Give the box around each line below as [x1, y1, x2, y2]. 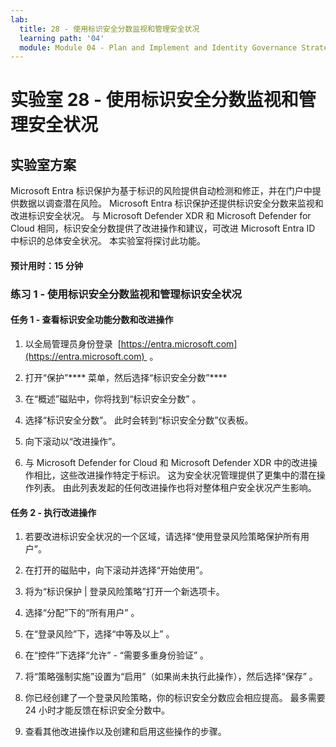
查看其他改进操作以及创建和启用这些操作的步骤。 [24, 726, 227, 738]
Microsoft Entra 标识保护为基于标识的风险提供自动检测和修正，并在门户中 [10, 185, 313, 197]
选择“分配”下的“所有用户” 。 [24, 607, 140, 619]
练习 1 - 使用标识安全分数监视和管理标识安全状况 [10, 287, 242, 301]
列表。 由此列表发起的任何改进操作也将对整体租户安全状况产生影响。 [33, 481, 317, 493]
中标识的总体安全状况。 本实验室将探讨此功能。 [10, 235, 206, 247]
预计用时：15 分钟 [10, 259, 84, 271]
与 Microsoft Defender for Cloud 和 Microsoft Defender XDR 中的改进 [24, 456, 310, 468]
